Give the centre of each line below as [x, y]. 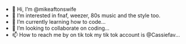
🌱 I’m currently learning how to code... [59, 22]
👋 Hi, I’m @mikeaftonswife [44, 9]
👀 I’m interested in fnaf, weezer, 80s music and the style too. [86, 15]
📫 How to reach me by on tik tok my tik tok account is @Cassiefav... [96, 35]
